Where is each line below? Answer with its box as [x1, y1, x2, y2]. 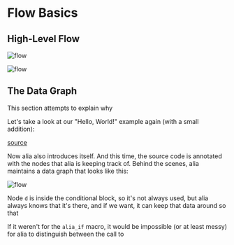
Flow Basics [7, 5, 78, 21]
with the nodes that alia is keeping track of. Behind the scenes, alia [7, 159, 199, 167]
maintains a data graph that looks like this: [7, 167, 129, 175]
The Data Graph [7, 85, 78, 97]
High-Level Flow [7, 33, 80, 45]
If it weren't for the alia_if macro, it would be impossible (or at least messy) [7, 222, 228, 230]
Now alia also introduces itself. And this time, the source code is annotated [7, 152, 222, 160]
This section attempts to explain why [7, 104, 113, 112]
